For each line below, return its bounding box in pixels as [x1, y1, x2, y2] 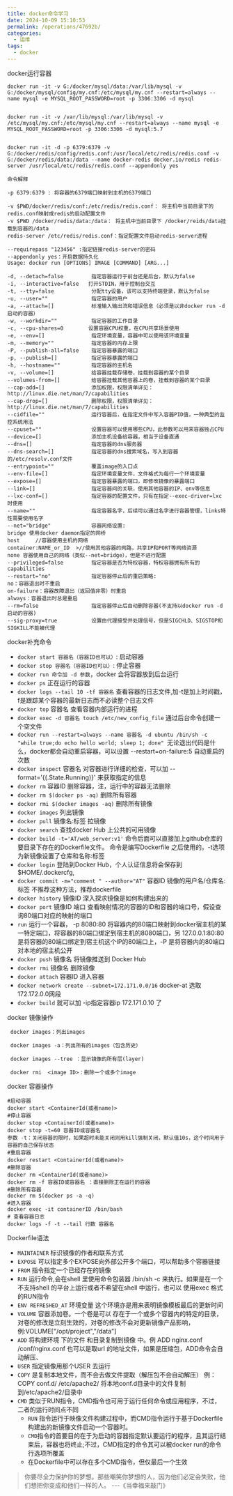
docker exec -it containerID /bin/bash [7, 1205, 123, 1213]
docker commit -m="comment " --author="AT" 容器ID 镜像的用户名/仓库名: [17, 876, 226, 885]
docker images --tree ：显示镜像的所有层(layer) [10, 1055, 145, 1062]
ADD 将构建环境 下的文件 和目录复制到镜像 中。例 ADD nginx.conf [17, 1336, 203, 1344]
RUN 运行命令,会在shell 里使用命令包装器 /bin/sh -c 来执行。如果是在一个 [17, 1274, 224, 1283]
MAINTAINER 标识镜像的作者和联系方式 [17, 1249, 124, 1257]
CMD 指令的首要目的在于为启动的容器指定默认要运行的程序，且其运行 [27, 1431, 220, 1440]
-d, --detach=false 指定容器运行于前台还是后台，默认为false [7, 273, 195, 280]
